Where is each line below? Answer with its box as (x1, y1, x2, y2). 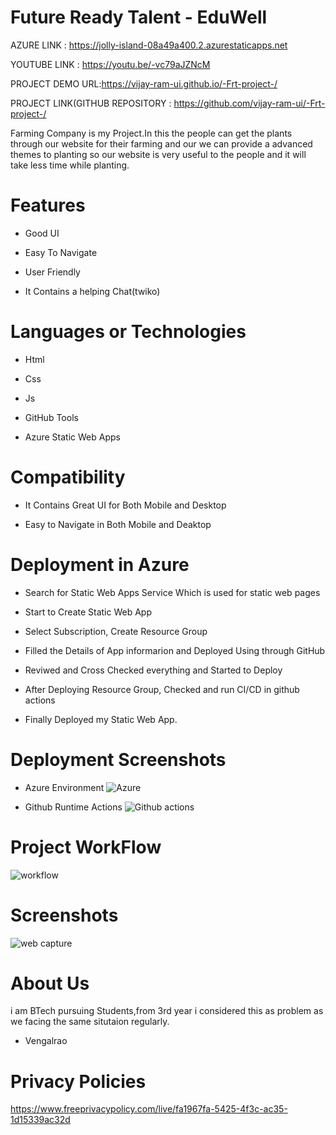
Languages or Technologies (10, 321, 247, 343)
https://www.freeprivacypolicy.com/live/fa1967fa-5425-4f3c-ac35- (10, 1103, 288, 1115)
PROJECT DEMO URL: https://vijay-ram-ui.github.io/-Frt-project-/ (10, 77, 278, 90)
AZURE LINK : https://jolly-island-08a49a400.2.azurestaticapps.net (10, 39, 288, 51)
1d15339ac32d (10, 1114, 71, 1126)
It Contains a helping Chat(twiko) (24, 285, 161, 297)
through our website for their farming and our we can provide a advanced (10, 137, 313, 150)
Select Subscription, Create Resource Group (24, 625, 208, 637)
